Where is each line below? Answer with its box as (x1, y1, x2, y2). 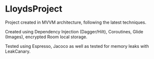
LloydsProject (5, 3, 63, 15)
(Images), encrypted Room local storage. (5, 34, 88, 40)
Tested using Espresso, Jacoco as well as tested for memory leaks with (5, 43, 149, 49)
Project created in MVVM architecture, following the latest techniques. (5, 19, 147, 25)
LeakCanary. (5, 48, 31, 54)
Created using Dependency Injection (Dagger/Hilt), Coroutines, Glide (5, 29, 143, 34)
